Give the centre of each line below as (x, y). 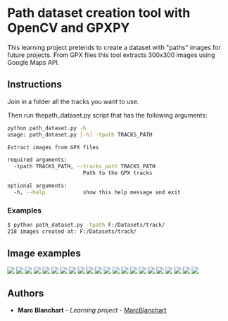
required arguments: (38, 160)
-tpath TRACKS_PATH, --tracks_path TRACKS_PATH (85, 167)
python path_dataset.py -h (47, 128)
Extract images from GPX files (53, 147)
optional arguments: (38, 186)
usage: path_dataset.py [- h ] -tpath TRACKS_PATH (80, 134)
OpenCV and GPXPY (69, 28)
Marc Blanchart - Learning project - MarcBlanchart (92, 310)
